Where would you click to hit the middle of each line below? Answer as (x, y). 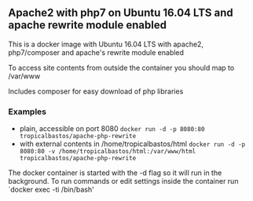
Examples (27, 111)
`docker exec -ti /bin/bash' (51, 190)
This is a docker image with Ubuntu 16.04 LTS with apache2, (106, 44)
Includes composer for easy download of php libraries (96, 91)
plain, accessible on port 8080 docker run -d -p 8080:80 (112, 129)
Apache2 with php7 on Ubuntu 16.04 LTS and (121, 13)
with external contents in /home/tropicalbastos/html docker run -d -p (132, 144)
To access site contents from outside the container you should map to (121, 68)
